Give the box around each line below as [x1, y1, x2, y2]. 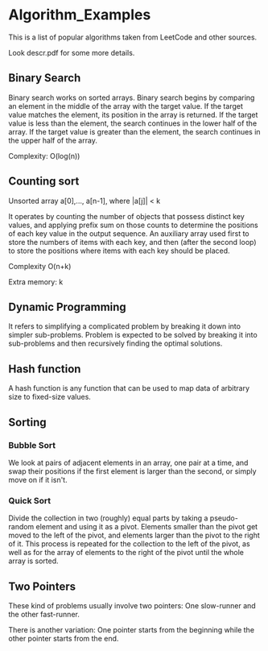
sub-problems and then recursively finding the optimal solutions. [8, 338, 223, 348]
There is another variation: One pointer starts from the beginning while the [8, 624, 255, 634]
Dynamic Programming [8, 300, 126, 313]
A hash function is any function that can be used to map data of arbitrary [8, 384, 250, 393]
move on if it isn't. [8, 475, 68, 484]
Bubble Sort [8, 439, 56, 450]
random [8, 522, 35, 532]
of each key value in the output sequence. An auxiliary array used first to [8, 228, 249, 238]
